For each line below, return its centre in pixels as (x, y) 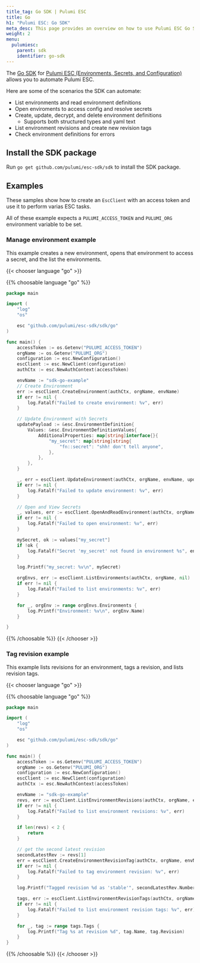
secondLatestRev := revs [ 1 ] (51, 855)
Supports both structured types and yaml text (79, 121)
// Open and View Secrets (49, 507)
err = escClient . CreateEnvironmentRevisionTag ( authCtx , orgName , (100, 861)
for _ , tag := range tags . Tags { (58, 926)
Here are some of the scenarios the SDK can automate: (74, 91)
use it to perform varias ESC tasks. (49, 207)
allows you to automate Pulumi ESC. (50, 79)
